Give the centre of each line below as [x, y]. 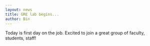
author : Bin [17, 19]
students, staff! [21, 38]
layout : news [19, 10]
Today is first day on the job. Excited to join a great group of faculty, [75, 33]
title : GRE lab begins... [32, 14]
